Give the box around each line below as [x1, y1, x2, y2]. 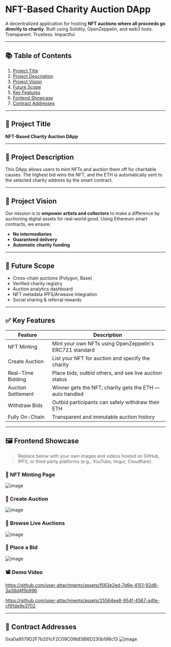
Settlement [8, 390, 34, 397]
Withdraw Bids [8, 402, 43, 409]
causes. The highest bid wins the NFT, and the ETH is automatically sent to [5, 172, 163, 178]
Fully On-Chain [8, 413, 45, 420]
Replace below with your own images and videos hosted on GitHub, [17, 453, 160, 459]
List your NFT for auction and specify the [52, 355, 150, 362]
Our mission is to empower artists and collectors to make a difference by [5, 210, 160, 216]
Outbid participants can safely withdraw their [52, 399, 160, 406]
